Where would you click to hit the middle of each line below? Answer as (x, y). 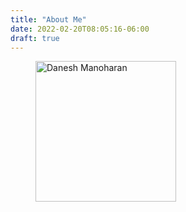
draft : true (35, 38)
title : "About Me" (48, 19)
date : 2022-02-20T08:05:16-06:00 (80, 29)
